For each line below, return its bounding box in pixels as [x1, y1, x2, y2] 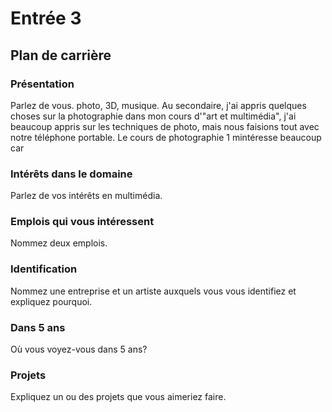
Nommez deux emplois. [10, 237, 108, 249]
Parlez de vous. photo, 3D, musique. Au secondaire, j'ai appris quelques [10, 99, 307, 111]
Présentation [10, 77, 75, 91]
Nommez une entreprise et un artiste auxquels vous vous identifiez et [10, 285, 297, 297]
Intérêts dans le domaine [10, 167, 133, 181]
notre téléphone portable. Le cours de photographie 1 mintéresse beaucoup [10, 131, 322, 143]
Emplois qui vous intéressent [10, 215, 155, 229]
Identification [10, 262, 78, 276]
